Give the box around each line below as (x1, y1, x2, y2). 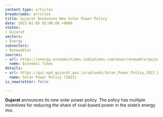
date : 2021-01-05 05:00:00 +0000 (5, 20, 73, 26)
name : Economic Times (9, 61, 53, 66)
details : (5, 66, 23, 71)
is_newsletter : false (5, 79, 49, 84)
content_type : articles (5, 7, 53, 12)
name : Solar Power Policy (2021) (9, 75, 77, 80)
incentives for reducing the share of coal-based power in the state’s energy (5, 102, 156, 108)
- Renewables (5, 48, 32, 52)
